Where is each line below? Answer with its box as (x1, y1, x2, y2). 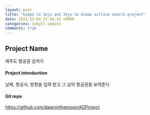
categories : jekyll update (5, 21, 61, 26)
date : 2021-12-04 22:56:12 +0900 (5, 16, 75, 21)
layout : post (5, 7, 32, 12)
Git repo (5, 93, 22, 99)
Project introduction (5, 70, 48, 76)
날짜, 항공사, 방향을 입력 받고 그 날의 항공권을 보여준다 (5, 82, 110, 88)
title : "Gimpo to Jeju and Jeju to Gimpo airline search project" (5, 12, 146, 17)
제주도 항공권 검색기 (5, 58, 44, 64)
